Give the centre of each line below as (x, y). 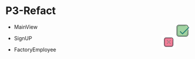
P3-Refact (31, 11)
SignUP (23, 38)
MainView (26, 27)
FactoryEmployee (35, 49)
